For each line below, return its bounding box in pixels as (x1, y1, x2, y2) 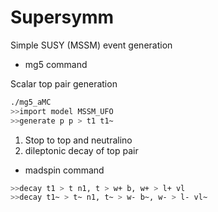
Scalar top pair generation (10, 77, 118, 90)
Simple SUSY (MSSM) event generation (10, 39, 173, 51)
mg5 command (24, 58, 88, 70)
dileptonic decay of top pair (24, 144, 139, 156)
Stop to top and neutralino (24, 134, 133, 146)
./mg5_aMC (10, 97, 52, 107)
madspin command (24, 164, 105, 176)
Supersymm (10, 6, 115, 29)
